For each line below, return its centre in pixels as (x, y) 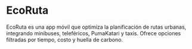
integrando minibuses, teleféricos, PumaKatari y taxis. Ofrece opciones (94, 33)
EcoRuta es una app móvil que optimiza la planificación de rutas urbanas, (96, 27)
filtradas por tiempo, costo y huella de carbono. (65, 39)
